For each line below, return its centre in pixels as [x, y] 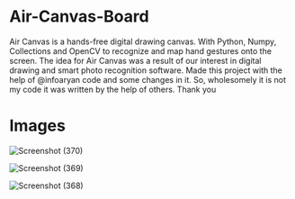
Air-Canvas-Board [80, 17]
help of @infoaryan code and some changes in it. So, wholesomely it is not [147, 79]
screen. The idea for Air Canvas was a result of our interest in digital [135, 60]
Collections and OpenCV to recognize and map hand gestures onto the [141, 50]
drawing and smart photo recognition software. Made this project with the [146, 70]
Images [37, 126]
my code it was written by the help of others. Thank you [113, 89]
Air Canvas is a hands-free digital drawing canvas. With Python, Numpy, [143, 41]
